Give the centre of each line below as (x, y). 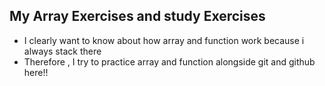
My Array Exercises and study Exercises (137, 16)
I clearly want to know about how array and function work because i (164, 40)
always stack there (62, 51)
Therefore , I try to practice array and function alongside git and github (169, 61)
